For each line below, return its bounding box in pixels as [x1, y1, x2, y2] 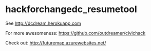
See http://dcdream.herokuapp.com [5, 20, 81, 26]
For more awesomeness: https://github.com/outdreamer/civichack [5, 30, 146, 36]
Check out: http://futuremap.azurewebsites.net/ [5, 39, 106, 46]
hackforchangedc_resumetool [5, 4, 137, 15]
